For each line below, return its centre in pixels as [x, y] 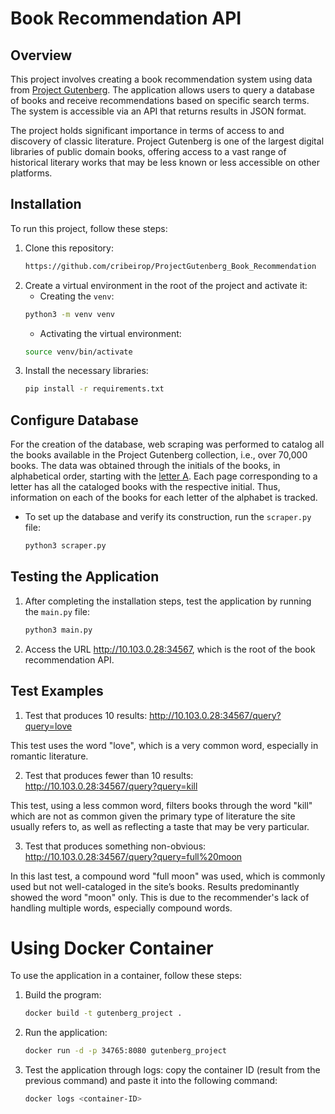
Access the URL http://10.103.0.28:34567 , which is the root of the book [170, 649]
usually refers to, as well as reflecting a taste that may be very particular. [160, 826]
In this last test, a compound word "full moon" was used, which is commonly [168, 876]
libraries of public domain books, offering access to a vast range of [148, 151]
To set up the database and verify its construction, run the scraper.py [168, 517]
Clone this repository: [69, 248]
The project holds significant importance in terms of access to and [147, 130]
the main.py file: [57, 611]
